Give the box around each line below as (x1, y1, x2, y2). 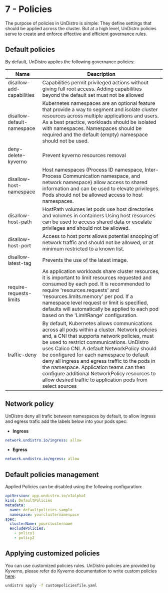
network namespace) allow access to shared (42, 179, 147, 186)
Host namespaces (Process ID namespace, (42, 166, 144, 173)
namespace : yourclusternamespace (9, 512, 79, 517)
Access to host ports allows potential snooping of (42, 232, 158, 239)
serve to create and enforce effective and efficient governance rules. (5, 31, 147, 37)
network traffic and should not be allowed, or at (42, 239, 153, 246)
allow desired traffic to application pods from (42, 376, 147, 383)
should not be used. (42, 137, 89, 144)
